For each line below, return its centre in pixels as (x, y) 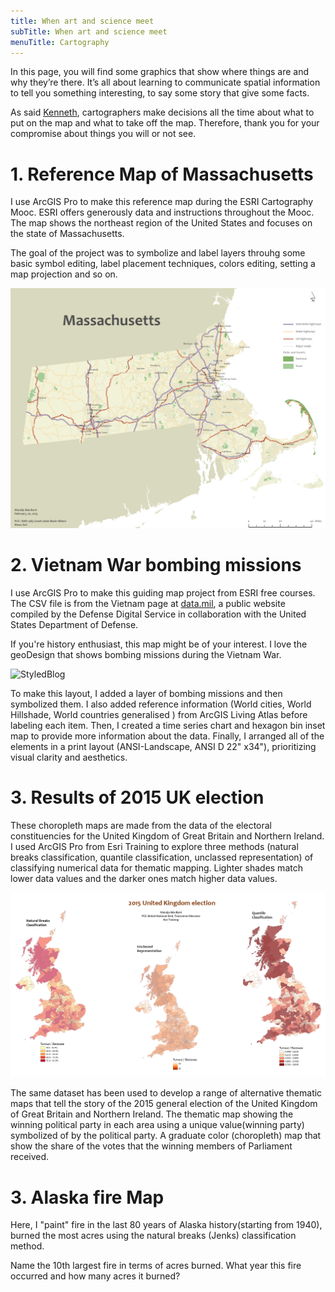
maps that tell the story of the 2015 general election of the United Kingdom (164, 1104)
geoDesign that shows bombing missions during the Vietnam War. (146, 654)
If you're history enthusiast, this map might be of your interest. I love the (159, 644)
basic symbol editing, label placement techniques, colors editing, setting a (163, 264)
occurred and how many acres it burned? (95, 1276)
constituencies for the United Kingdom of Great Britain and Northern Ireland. (167, 836)
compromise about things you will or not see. (103, 134)
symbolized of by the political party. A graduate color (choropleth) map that (166, 1136)
